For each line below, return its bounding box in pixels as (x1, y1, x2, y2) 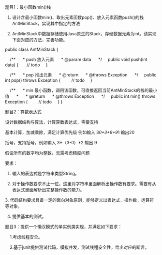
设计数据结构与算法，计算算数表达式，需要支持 (5, 119, 98, 125)
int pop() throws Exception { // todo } (5, 77, 93, 83)
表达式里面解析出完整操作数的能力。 (12, 187, 85, 193)
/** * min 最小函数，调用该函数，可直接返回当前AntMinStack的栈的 (9, 88, 149, 93)
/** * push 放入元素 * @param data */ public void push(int (9, 57, 147, 62)
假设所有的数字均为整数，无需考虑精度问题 (5, 150, 90, 156)
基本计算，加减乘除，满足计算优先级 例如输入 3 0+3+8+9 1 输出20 (5, 130, 134, 135)
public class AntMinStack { (5, 46, 59, 52)
